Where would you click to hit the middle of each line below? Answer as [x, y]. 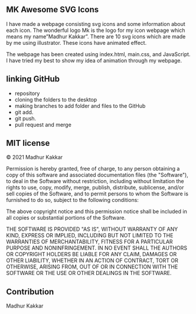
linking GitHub [33, 79]
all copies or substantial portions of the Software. [66, 218]
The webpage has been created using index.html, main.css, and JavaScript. [98, 54]
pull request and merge [43, 125]
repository [27, 93]
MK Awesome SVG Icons [53, 10]
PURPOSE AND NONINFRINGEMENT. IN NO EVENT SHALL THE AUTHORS [97, 248]
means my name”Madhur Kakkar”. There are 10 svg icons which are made [96, 36]
